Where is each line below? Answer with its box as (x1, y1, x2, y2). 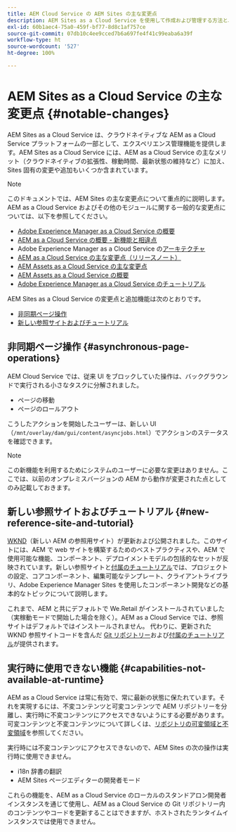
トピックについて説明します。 (25, 589, 112, 598)
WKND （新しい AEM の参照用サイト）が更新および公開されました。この (7, 536, 216, 546)
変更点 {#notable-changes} (7, 106, 170, 122)
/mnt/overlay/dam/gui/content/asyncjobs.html (13, 429, 149, 436)
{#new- (175, 506, 209, 518)
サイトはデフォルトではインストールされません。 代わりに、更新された (7, 622, 212, 631)
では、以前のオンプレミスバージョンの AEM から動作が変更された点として (13, 474, 227, 483)
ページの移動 (17, 396, 55, 404)
